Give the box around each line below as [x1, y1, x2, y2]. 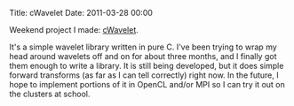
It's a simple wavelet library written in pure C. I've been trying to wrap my [9, 42, 277, 52]
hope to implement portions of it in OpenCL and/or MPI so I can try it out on [9, 79, 286, 89]
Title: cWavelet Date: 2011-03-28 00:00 [9, 8, 154, 18]
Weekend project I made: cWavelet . [9, 25, 139, 34]
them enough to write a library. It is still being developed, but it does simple [9, 61, 284, 71]
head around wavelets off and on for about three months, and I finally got [9, 51, 277, 61]
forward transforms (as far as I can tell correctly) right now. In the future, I [9, 70, 279, 80]
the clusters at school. [9, 88, 91, 99]
